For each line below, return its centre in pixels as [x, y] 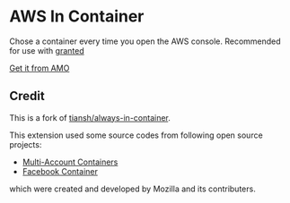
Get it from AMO [40, 68]
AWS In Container [77, 17]
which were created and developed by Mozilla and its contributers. [132, 189]
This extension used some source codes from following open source [136, 135]
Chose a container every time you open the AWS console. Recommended [145, 41]
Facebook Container [60, 171]
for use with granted [47, 50]
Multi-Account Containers [70, 162]
